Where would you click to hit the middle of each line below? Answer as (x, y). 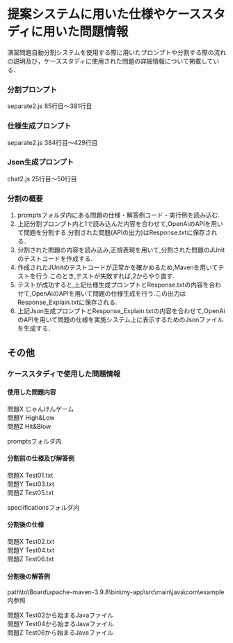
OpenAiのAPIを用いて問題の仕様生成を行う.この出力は (109, 294)
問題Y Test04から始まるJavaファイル (61, 624)
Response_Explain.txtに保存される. (67, 302)
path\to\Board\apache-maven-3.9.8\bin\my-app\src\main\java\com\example (116, 592)
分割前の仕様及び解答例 (41, 458)
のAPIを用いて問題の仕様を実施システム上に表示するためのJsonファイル (120, 320)
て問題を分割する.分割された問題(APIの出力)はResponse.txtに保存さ (114, 233)
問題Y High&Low (31, 417)
